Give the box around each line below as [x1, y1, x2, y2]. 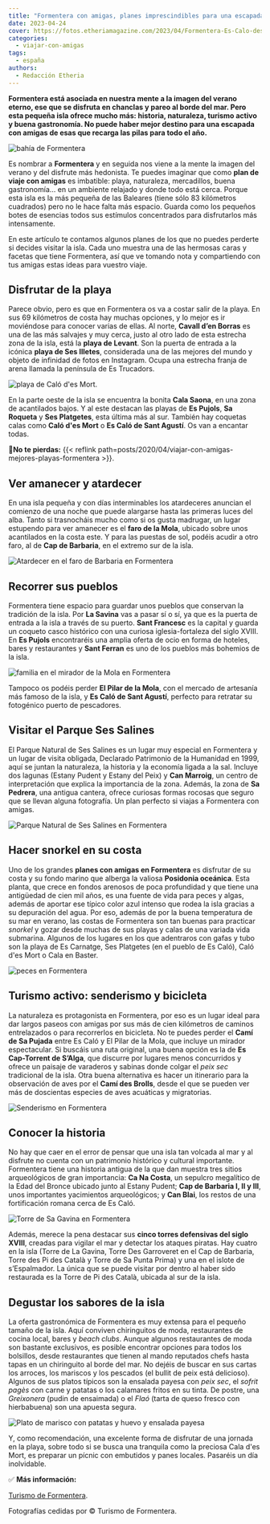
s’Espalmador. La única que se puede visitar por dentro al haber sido [8, 1264, 235, 1273]
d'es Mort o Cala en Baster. [8, 950, 99, 960]
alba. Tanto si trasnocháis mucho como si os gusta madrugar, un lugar [8, 515, 241, 525]
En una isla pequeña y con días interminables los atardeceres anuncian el [8, 498, 252, 508]
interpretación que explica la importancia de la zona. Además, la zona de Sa [8, 778, 260, 788]
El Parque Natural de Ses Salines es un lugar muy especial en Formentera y [8, 745, 258, 754]
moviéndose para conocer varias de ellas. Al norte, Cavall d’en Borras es [8, 321, 251, 331]
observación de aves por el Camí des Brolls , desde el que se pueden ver [8, 1078, 250, 1089]
